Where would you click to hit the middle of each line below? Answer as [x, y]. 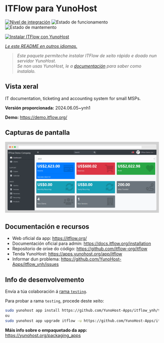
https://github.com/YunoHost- [91, 259]
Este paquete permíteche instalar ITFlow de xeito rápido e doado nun [87, 55]
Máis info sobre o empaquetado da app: [46, 330]
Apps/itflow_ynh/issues [35, 264]
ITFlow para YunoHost [51, 9]
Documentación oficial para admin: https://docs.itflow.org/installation [82, 244]
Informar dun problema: [36, 259]
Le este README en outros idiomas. [41, 46]
